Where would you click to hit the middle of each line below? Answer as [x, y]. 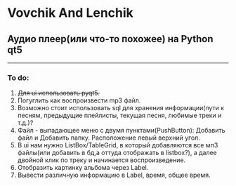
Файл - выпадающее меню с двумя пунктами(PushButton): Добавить [122, 131]
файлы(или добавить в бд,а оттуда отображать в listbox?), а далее [117, 153]
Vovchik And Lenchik [70, 13]
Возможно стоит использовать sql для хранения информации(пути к [121, 108]
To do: [18, 77]
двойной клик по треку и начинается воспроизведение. [101, 160]
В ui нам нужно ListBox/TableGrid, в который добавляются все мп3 [118, 145]
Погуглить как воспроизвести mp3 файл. [79, 100]
